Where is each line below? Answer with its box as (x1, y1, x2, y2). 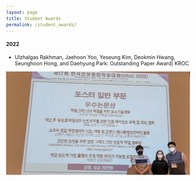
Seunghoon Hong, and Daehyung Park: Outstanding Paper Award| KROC (14, 60, 190, 67)
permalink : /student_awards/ (6, 22, 77, 27)
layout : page (6, 9, 38, 15)
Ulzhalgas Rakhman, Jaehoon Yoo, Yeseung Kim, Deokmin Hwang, (14, 53, 176, 61)
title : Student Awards (6, 15, 61, 22)
